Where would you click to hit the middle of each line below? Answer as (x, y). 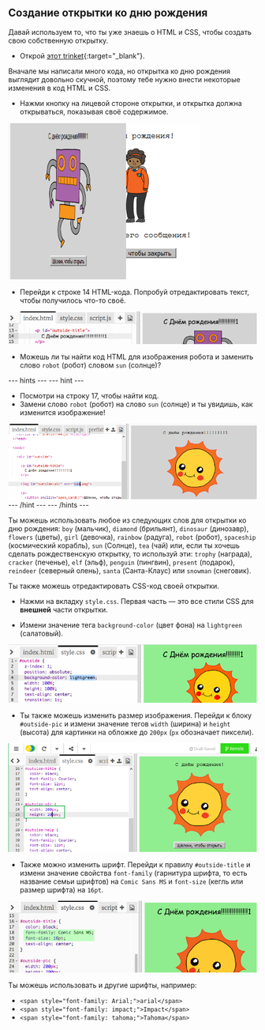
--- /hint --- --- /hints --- (49, 504)
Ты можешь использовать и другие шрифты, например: (103, 985)
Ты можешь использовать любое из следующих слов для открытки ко (127, 520)
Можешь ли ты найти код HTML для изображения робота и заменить (136, 357)
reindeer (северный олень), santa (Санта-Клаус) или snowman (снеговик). (130, 570)
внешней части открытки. (63, 609)
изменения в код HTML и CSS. (60, 88)
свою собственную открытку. (58, 40)
